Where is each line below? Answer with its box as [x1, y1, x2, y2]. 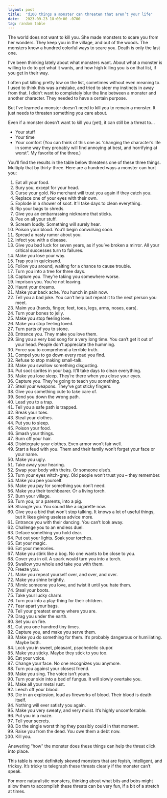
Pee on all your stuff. [15, 216, 57, 222]
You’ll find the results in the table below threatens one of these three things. [8, 159, 161, 165]
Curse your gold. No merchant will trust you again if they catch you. [15, 190, 152, 196]
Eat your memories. [15, 546, 55, 552]
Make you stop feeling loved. [15, 321, 74, 327]
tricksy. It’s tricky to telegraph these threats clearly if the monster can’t [8, 763, 151, 769]
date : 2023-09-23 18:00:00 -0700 [8, 16, 81, 21]
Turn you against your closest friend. [15, 666, 90, 672]
